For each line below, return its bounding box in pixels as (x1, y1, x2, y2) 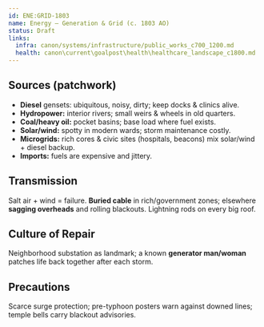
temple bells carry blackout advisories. (8, 310, 136, 320)
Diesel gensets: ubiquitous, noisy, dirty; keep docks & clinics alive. (19, 99, 240, 109)
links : (8, 34, 30, 42)
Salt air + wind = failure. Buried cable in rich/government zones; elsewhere (8, 196, 256, 205)
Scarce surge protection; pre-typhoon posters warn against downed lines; (8, 301, 254, 311)
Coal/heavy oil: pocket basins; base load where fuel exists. (19, 117, 216, 127)
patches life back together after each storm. (8, 257, 154, 267)
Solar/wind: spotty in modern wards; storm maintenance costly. (19, 125, 231, 135)
